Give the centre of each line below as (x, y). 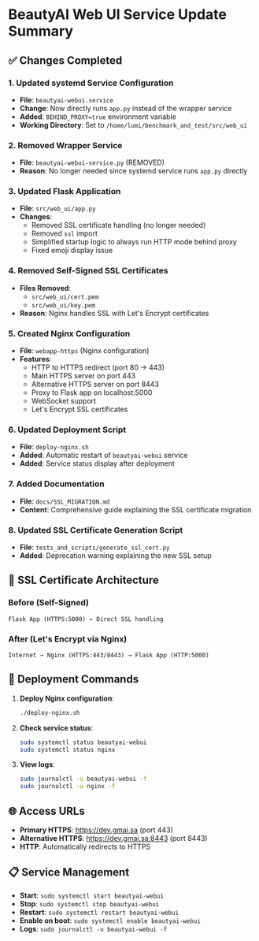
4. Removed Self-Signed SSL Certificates (88, 271)
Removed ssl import (65, 233)
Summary (41, 31)
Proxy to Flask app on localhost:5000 (92, 392)
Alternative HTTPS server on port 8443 (95, 385)
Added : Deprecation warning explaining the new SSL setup (116, 555)
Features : (35, 359)
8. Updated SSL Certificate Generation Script (96, 530)
